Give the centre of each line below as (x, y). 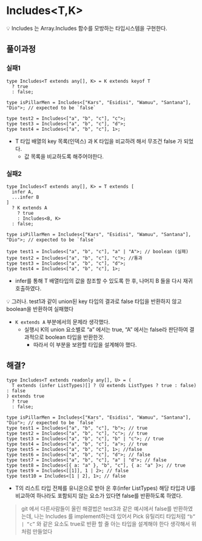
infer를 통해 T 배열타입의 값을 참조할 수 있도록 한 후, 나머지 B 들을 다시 (98, 281)
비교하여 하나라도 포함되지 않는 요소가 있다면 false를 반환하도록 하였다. (99, 495)
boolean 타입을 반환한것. (75, 337)
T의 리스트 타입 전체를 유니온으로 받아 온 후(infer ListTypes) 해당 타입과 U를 (105, 488)
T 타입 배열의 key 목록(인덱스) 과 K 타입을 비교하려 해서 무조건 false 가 (99, 141)
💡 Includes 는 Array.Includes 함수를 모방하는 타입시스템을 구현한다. (87, 28)
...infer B (25, 197)
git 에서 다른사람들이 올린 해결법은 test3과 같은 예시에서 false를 (96, 508)
